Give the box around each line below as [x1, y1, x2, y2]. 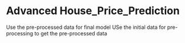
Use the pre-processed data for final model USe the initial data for [6, 24, 166, 31]
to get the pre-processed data [34, 29, 107, 37]
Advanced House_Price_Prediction [6, 4, 180, 18]
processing [6, 29, 33, 37]
